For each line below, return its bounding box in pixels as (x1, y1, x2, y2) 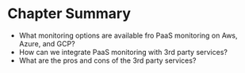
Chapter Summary (7, 5, 132, 23)
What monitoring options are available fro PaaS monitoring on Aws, (18, 31, 239, 40)
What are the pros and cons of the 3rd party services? (18, 56, 197, 65)
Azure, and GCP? (18, 38, 76, 48)
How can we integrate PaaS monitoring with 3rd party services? (18, 47, 228, 57)
